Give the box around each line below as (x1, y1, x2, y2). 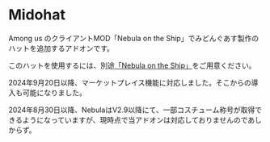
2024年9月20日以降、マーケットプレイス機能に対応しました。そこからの (8, 77, 252, 87)
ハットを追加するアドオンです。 (8, 43, 115, 53)
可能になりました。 (22, 87, 86, 98)
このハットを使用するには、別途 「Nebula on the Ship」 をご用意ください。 (8, 61, 256, 70)
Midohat (8, 6, 66, 24)
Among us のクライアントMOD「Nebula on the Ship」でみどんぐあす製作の (8, 33, 259, 43)
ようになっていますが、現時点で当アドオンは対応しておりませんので (22, 115, 248, 124)
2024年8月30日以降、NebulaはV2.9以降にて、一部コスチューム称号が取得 (8, 105, 255, 115)
